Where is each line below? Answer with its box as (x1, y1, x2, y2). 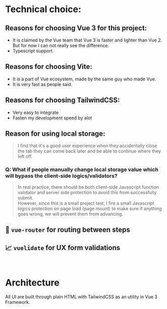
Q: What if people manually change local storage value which (5, 166, 159, 173)
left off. (17, 153, 33, 160)
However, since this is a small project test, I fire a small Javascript (17, 200, 154, 206)
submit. (17, 195, 34, 201)
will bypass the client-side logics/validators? (5, 172, 118, 180)
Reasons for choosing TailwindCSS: (5, 96, 120, 105)
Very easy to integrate (12, 109, 59, 115)
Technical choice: (5, 4, 82, 15)
